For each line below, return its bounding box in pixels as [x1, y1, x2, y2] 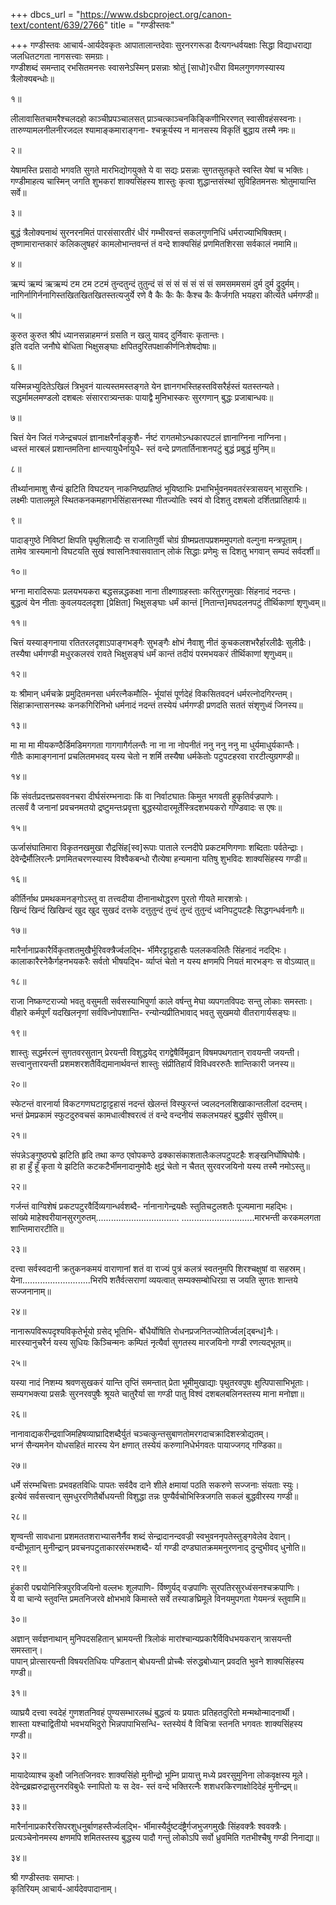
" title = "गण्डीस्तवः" [103, 19, 175, 31]
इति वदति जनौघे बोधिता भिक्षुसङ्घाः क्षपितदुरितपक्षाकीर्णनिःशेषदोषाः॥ [10, 340, 217, 352]
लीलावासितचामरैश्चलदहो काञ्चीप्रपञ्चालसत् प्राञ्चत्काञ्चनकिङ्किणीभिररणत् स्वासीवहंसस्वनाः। [10, 113, 302, 124]
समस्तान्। [10, 1644, 43, 1656]
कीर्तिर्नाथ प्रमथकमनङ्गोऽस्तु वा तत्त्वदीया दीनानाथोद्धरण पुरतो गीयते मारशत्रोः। [10, 893, 249, 904]
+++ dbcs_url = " [10, 9, 81, 20]
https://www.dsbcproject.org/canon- [79, 9, 232, 20]
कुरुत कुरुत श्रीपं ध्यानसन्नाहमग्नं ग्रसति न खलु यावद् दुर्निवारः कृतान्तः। [10, 329, 225, 341]
